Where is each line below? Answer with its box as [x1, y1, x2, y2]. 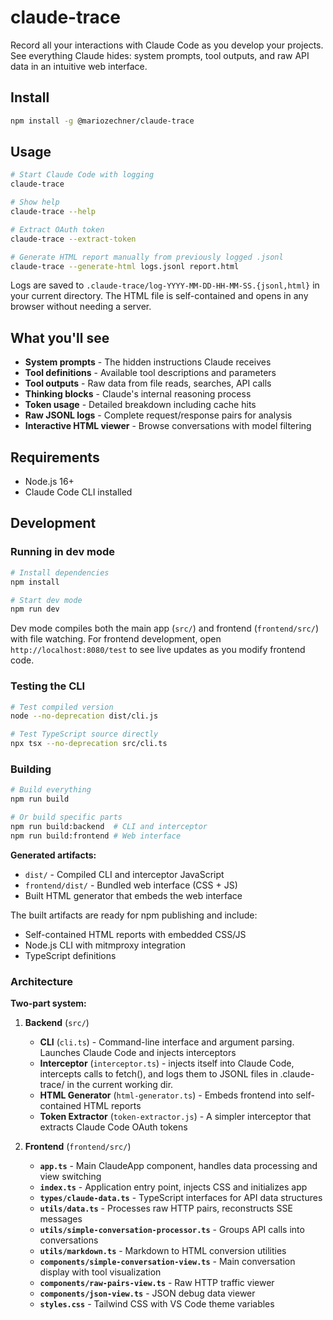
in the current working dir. [66, 1079, 174, 1091]
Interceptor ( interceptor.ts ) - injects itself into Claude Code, [39, 1057, 295, 1070]
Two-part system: [10, 997, 87, 1010]
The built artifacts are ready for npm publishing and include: [10, 909, 258, 921]
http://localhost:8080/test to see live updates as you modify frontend [10, 644, 306, 656]
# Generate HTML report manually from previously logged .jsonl [10, 252, 284, 262]
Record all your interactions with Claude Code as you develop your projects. [10, 39, 324, 51]
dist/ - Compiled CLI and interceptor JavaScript [24, 868, 225, 880]
